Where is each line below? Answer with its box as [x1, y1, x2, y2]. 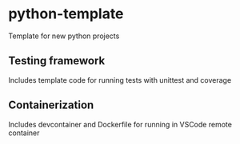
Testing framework [8, 54, 106, 68]
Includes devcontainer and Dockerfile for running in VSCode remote [8, 119, 232, 129]
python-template [8, 5, 124, 23]
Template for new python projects [8, 31, 120, 41]
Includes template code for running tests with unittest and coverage [8, 75, 232, 84]
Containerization [8, 99, 94, 112]
